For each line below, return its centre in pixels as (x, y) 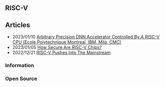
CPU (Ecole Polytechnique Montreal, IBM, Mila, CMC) (67, 42)
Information (20, 65)
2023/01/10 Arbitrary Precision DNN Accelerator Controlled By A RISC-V (86, 37)
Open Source (21, 79)
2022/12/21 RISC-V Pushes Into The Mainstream (61, 53)
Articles (18, 25)
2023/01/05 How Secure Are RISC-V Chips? (57, 47)
